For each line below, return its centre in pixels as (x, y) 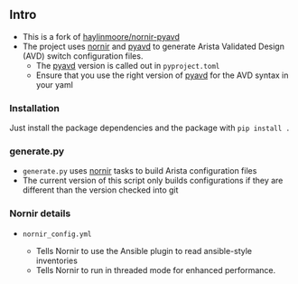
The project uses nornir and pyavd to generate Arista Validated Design (153, 46)
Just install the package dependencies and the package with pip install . (150, 128)
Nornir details (40, 213)
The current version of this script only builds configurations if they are (153, 181)
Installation (35, 108)
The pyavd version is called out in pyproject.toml (128, 65)
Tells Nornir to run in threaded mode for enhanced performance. (156, 270)
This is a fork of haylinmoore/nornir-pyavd (101, 36)
